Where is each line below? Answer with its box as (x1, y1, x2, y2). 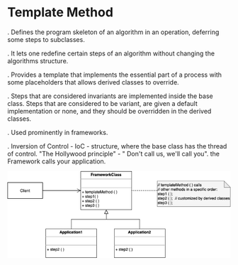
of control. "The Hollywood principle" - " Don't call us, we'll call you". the (7, 149, 220, 158)
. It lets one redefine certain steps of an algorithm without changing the (7, 49, 215, 58)
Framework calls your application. (7, 157, 106, 166)
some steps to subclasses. (7, 35, 85, 43)
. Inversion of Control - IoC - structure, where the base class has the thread (7, 141, 227, 150)
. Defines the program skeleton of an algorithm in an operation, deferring (7, 28, 220, 36)
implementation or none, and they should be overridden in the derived (7, 107, 212, 115)
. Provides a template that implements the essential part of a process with (7, 70, 222, 79)
